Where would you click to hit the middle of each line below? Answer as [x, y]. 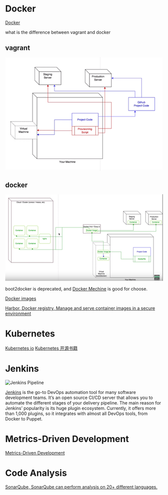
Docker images [21, 298]
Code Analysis [36, 473]
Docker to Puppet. [24, 418]
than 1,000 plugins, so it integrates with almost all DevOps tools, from [76, 413]
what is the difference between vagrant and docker [58, 32]
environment [18, 313]
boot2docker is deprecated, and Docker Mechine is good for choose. [76, 288]
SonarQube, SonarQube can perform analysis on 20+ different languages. [81, 487]
